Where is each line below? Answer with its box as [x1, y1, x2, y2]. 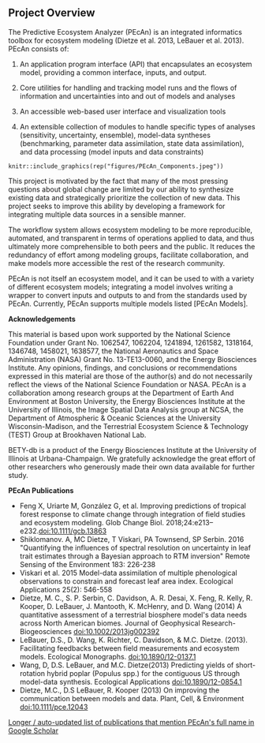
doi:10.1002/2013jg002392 [73, 626, 160, 636]
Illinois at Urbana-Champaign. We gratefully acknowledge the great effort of [8, 454, 256, 463]
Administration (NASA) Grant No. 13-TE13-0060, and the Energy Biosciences [8, 354, 257, 364]
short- [235, 660, 256, 670]
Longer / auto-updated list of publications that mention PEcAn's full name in [8, 717, 255, 726]
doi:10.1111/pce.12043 [19, 702, 88, 711]
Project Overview [8, 6, 95, 20]
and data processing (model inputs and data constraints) [19, 147, 204, 156]
